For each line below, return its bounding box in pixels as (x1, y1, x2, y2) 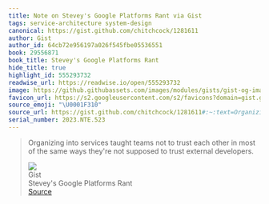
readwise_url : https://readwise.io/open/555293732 (8, 78, 181, 86)
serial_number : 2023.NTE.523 (8, 116, 106, 124)
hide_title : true (8, 64, 66, 72)
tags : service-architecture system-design (8, 19, 152, 27)
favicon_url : (8, 94, 52, 102)
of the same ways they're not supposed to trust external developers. (27, 146, 255, 156)
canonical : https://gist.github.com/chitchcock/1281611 (8, 26, 199, 34)
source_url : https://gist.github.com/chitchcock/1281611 (8, 109, 203, 117)
